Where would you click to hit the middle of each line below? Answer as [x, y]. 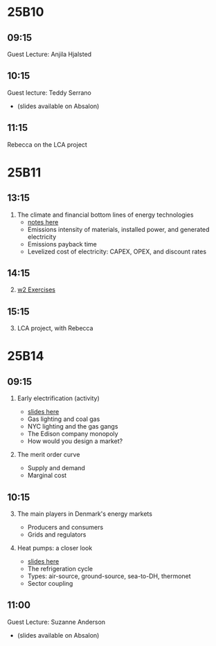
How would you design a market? [75, 441]
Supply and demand [56, 468]
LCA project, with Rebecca [55, 328]
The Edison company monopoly [73, 434]
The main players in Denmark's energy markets [84, 514]
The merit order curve [48, 455]
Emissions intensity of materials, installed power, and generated [118, 229]
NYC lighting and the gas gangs [73, 427]
